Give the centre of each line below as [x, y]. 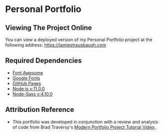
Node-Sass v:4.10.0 [32, 94]
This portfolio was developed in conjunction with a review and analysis [85, 121]
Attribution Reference [40, 110]
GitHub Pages [27, 83]
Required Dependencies [43, 61]
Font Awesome [28, 72]
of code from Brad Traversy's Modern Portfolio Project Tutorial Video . [85, 127]
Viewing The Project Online [48, 28]
